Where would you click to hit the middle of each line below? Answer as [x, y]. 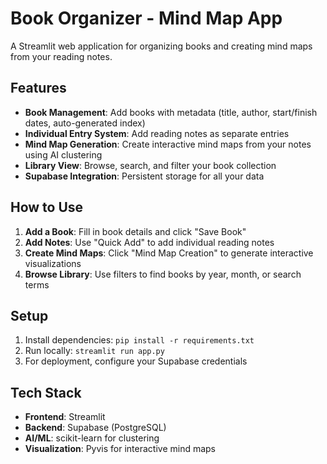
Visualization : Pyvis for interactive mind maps [120, 449]
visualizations [53, 263]
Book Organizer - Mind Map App [146, 18]
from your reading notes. [61, 56]
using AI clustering [63, 154]
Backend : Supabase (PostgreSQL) [95, 428]
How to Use [47, 207]
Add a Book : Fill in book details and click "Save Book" [135, 231]
